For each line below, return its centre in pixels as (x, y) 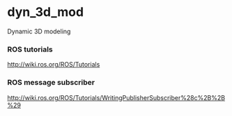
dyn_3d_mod (46, 12)
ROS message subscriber (51, 83)
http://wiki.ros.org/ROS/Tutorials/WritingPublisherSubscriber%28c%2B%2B (116, 97)
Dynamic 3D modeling (39, 31)
